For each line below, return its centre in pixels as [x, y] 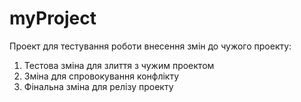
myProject [53, 18]
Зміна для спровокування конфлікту [101, 76]
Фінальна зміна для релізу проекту [98, 86]
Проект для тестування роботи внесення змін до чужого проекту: [150, 46]
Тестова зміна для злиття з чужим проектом [119, 65]
